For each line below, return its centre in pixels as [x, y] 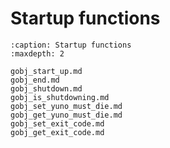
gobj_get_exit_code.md [57, 132]
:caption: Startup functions [71, 45]
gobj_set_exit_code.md [57, 123]
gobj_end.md [35, 80]
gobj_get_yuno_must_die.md [66, 115]
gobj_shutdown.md [46, 88]
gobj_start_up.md [46, 71]
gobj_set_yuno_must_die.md [66, 106]
